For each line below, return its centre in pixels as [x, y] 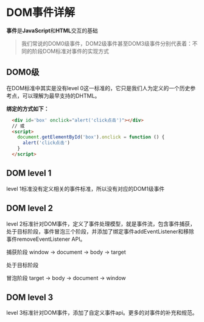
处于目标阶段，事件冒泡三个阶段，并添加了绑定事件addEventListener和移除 [100, 231]
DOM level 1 [29, 174]
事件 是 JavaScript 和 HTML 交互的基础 [52, 30]
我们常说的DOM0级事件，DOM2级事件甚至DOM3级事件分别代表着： [107, 43]
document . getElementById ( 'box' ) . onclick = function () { [91, 137]
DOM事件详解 [40, 13]
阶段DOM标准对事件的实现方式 [71, 51]
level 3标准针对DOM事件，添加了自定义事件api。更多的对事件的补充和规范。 [102, 313]
